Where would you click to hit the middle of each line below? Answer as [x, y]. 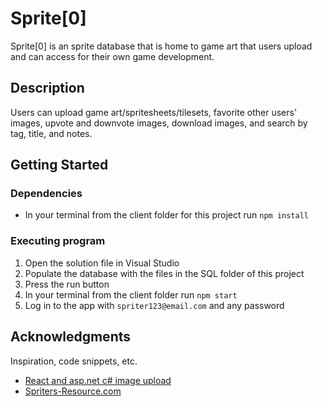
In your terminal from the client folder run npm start [131, 294]
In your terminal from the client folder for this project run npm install [166, 215]
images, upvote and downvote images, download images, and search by [159, 123]
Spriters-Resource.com [73, 391]
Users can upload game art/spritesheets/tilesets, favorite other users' [154, 112]
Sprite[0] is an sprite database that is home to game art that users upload [161, 46]
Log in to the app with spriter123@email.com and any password [154, 305]
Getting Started [59, 165]
